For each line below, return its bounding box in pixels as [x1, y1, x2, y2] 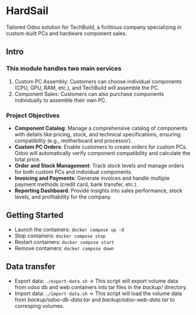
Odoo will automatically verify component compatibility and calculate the [14, 149, 191, 156]
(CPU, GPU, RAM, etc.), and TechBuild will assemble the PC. [14, 84, 160, 91]
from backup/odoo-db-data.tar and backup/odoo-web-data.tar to [14, 296, 176, 303]
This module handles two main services [6, 65, 122, 73]
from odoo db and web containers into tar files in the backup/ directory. [14, 283, 188, 290]
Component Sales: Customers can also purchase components [14, 90, 164, 98]
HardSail [6, 4, 49, 18]
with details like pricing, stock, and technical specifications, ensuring [14, 130, 181, 138]
